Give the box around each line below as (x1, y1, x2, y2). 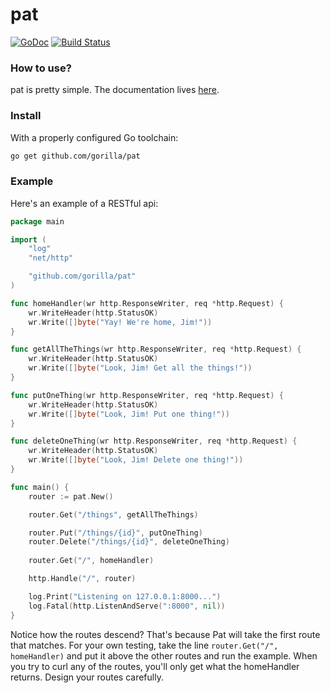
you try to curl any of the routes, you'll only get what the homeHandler (10, 660, 300, 672)
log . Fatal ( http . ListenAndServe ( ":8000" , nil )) (28, 601, 226, 611)
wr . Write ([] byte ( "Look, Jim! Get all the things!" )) (28, 363, 253, 373)
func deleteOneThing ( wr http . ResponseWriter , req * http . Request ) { (10, 436, 298, 447)
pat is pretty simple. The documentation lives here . (10, 84, 220, 96)
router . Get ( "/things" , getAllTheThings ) (28, 509, 199, 520)
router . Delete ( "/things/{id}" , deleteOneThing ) (28, 537, 230, 547)
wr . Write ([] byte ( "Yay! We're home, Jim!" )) (28, 317, 213, 327)
